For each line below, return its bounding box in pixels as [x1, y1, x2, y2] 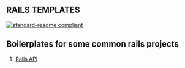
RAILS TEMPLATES [6, 5, 81, 15]
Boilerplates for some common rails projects [6, 39, 179, 50]
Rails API [15, 55, 38, 62]
